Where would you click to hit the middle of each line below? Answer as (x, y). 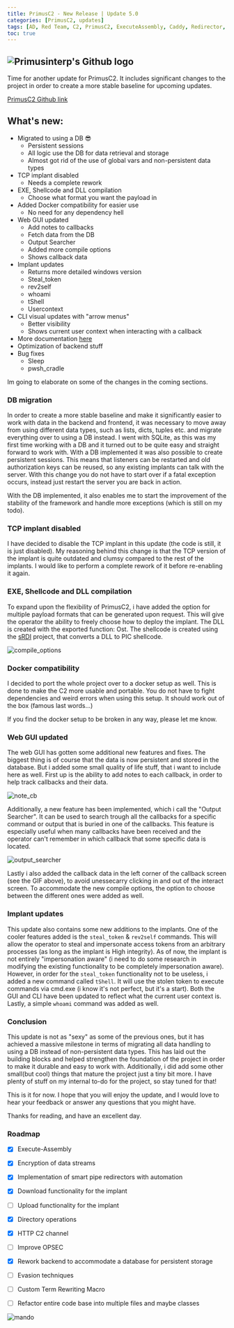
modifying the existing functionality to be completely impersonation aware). (116, 966)
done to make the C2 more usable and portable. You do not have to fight (111, 691)
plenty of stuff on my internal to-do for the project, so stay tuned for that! (112, 1081)
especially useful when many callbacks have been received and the (104, 832)
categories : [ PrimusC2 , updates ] (56, 20)
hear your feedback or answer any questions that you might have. (102, 1102)
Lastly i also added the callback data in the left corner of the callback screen (117, 874)
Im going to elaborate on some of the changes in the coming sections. (108, 382)
